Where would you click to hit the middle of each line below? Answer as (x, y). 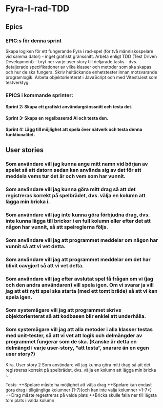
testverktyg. (18, 82)
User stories (24, 150)
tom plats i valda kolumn (30, 400)
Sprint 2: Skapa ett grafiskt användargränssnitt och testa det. (69, 107)
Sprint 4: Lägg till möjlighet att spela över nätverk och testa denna (74, 129)
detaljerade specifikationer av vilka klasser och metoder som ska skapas (79, 67)
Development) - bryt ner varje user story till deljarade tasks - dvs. (71, 61)
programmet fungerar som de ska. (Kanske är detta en (71, 342)
